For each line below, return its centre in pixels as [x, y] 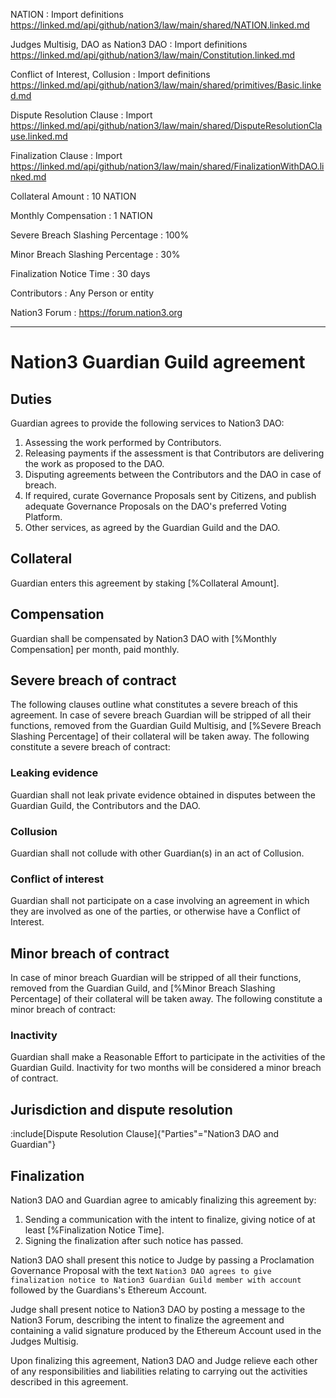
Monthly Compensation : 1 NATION [81, 215]
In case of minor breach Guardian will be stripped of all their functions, [156, 978]
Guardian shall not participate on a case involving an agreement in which [160, 901]
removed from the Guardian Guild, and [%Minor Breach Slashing [143, 988]
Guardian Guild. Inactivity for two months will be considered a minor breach [166, 1068]
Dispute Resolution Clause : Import [81, 115]
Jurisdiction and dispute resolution [121, 1109]
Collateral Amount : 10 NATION [73, 196]
